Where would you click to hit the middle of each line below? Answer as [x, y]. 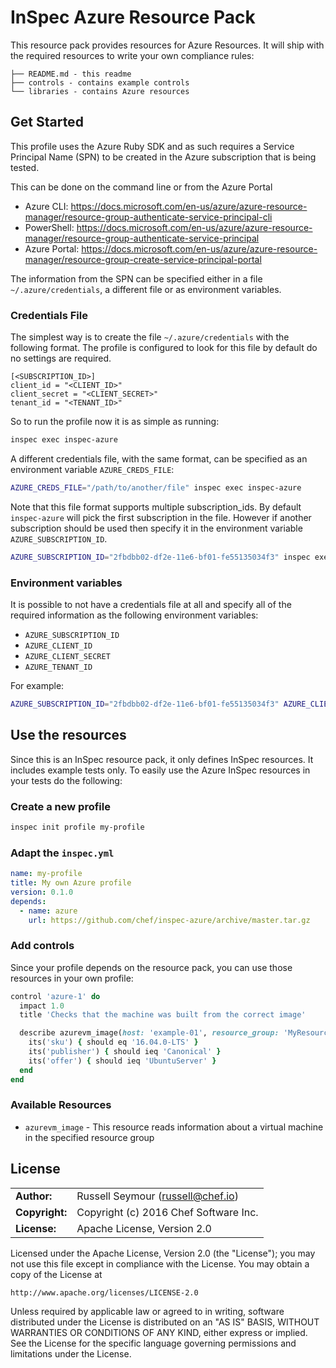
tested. [25, 167]
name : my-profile [46, 874]
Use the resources [68, 735]
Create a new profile [60, 806]
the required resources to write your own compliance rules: [132, 55]
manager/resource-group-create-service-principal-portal [143, 259]
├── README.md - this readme [71, 74]
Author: [34, 1196]
